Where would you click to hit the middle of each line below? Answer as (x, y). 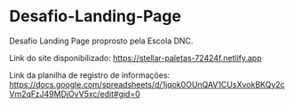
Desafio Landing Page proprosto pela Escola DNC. (101, 41)
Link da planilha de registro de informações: (90, 75)
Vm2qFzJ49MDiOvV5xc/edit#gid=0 (75, 94)
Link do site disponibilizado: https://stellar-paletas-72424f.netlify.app (135, 58)
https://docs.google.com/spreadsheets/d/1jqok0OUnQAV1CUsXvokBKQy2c (147, 84)
